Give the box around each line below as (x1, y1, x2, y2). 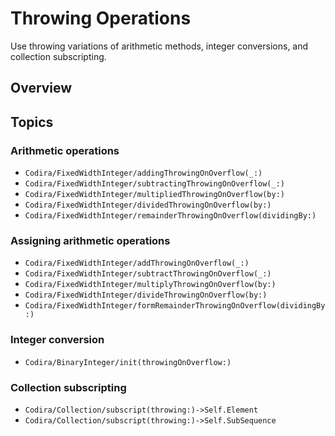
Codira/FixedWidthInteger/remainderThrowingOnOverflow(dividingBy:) (24, 211, 317, 221)
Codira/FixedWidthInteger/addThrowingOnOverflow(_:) (24, 258, 250, 269)
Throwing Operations (10, 7, 192, 30)
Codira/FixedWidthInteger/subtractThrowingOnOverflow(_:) (24, 269, 272, 279)
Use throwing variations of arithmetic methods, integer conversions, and (10, 40, 309, 52)
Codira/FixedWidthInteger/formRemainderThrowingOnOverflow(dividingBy (24, 301, 326, 311)
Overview (10, 80, 73, 97)
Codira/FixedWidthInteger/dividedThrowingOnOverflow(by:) (24, 200, 272, 211)
